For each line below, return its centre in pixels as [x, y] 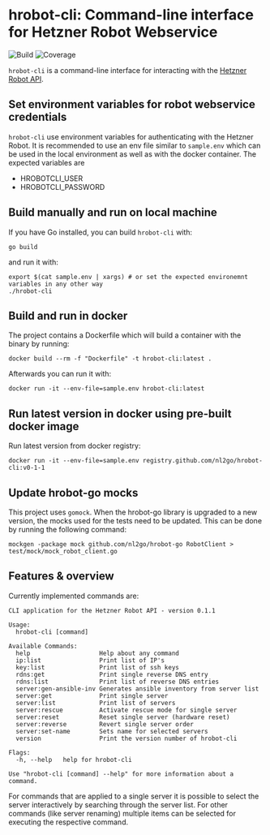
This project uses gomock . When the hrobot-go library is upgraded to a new [133, 512]
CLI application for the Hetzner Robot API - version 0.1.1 [112, 610]
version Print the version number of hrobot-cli [126, 738]
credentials [38, 117]
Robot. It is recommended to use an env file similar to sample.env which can [135, 145]
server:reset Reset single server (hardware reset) [123, 717]
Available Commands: [43, 646]
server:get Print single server [92, 695]
